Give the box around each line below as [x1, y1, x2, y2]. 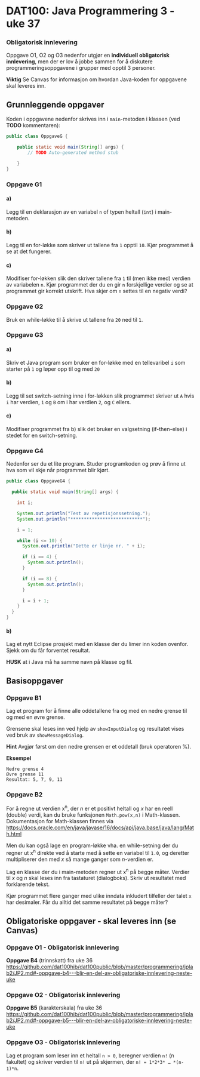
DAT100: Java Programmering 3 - [6, 4, 175, 18]
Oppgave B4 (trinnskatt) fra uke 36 [6, 956, 93, 964]
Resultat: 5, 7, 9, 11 [6, 776, 63, 783]
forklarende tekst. [6, 881, 50, 888]
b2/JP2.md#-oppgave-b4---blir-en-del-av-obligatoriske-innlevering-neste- [6, 969, 193, 977]
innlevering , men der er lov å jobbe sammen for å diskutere [6, 58, 153, 65]
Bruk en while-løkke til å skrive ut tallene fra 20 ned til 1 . [6, 316, 143, 323]
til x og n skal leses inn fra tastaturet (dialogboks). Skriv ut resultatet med [6, 875, 186, 882]
